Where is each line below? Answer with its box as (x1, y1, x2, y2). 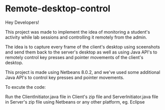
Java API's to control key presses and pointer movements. (5, 74, 124, 80)
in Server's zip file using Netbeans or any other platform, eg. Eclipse (5, 99, 145, 105)
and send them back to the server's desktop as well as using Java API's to (5, 49, 158, 55)
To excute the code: (5, 84, 46, 90)
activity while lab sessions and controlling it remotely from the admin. (5, 34, 147, 40)
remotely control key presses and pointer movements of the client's (5, 54, 144, 60)
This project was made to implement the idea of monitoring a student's (5, 29, 150, 35)
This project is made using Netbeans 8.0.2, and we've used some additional (5, 69, 161, 75)
